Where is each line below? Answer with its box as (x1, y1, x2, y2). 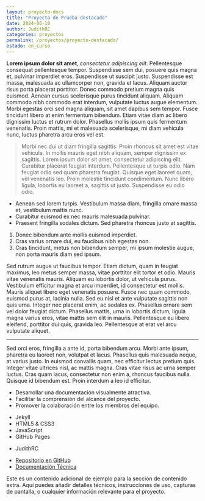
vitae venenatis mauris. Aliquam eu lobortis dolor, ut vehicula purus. (6, 275, 177, 282)
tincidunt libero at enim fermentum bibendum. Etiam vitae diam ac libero (6, 111, 187, 119)
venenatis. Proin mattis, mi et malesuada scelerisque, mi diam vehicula (6, 124, 184, 132)
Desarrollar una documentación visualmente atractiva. (15, 388, 151, 396)
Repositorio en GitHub (15, 457, 71, 464)
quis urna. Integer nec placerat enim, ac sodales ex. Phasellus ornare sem (6, 301, 192, 308)
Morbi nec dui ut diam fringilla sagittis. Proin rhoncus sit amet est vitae (21, 143, 199, 150)
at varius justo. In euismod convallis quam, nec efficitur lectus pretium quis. (6, 357, 196, 364)
